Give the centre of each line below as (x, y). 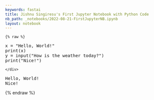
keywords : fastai (23, 10)
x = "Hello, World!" (30, 46)
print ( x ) (16, 51)
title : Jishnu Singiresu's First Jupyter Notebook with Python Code (77, 14)
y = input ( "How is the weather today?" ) (55, 56)
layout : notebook (23, 23)
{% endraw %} (20, 93)
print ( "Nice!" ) (23, 61)
